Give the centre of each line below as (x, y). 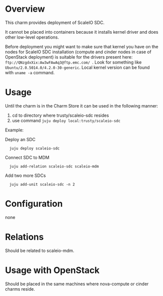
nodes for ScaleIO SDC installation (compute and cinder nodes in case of (78, 52)
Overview (25, 9)
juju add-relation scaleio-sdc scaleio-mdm (54, 166)
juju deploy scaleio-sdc (35, 148)
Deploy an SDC (20, 139)
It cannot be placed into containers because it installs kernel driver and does (82, 32)
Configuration (34, 204)
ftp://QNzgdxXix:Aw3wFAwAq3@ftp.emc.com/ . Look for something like (73, 62)
